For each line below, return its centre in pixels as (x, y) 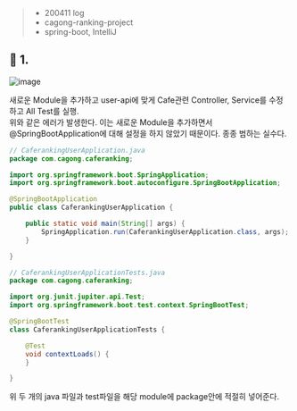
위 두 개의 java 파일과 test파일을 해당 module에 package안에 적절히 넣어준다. (144, 397)
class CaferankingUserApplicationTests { (87, 330)
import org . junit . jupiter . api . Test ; (77, 297)
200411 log (64, 13)
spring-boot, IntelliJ (81, 32)
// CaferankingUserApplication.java (77, 150)
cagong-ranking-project (89, 22)
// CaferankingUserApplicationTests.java (87, 273)
